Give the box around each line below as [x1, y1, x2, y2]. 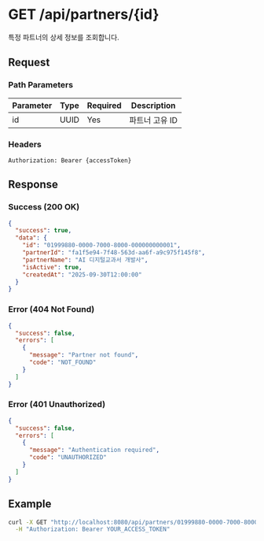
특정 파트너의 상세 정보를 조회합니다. [8, 32, 119, 42]
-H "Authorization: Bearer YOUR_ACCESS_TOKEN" [15, 525, 170, 533]
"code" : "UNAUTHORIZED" [28, 454, 108, 461]
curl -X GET [8, 518, 47, 526]
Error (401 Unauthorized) [8, 399, 106, 410]
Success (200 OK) [8, 202, 80, 213]
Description [130, 100, 176, 111]
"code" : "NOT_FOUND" [28, 358, 97, 367]
